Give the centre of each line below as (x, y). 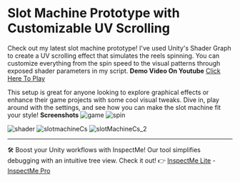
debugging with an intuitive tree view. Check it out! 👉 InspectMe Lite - (111, 160)
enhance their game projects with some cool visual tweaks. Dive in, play (114, 100)
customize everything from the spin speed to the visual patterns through (114, 63)
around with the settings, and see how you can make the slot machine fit (114, 107)
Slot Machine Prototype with (94, 13)
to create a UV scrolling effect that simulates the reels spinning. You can (114, 56)
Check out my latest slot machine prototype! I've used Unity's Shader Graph (120, 48)
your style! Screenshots (43, 115)
